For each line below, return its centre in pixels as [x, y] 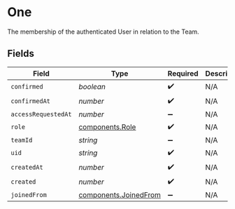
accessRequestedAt [41, 114]
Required [183, 73]
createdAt [27, 168]
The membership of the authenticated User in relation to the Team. [103, 32]
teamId [22, 140]
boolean [92, 87]
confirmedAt [31, 101]
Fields [21, 54]
